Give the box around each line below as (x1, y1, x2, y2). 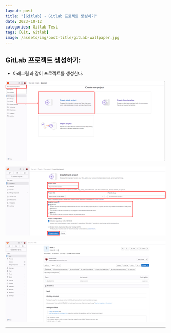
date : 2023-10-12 (5, 19, 42, 24)
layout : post (5, 8, 33, 13)
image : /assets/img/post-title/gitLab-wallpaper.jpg (5, 35, 120, 40)
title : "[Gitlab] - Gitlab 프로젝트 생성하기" (5, 13, 97, 19)
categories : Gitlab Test (5, 24, 58, 30)
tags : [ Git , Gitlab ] (5, 30, 49, 35)
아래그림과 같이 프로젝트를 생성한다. (12, 70, 84, 76)
